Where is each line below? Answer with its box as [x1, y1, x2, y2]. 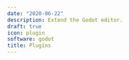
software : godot [7, 36, 54, 43]
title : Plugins [7, 42, 52, 49]
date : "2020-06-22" [7, 10, 64, 17]
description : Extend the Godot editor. [7, 17, 123, 23]
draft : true [7, 23, 42, 30]
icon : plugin [7, 29, 45, 37]
